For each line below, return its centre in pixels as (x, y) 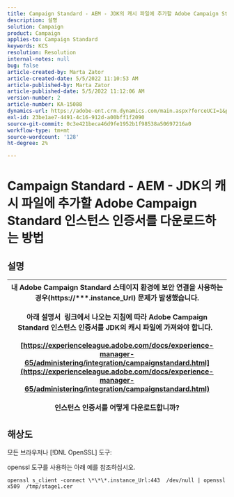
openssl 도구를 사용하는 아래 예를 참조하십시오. (71, 467)
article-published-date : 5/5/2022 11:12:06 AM (76, 91)
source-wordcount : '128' (43, 137)
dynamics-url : (28, 111)
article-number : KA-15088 (45, 105)
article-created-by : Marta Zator (56, 72)
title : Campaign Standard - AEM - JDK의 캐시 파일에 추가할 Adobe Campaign (113, 14)
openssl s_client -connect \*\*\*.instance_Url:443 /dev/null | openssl (117, 480)
